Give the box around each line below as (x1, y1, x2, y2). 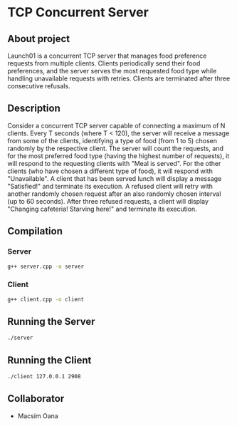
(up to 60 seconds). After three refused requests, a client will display (7, 197, 209, 205)
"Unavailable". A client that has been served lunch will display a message (7, 174, 222, 182)
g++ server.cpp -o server (7, 263, 84, 270)
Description (7, 103, 60, 115)
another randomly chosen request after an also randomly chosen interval (7, 189, 221, 198)
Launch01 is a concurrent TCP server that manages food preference (7, 51, 207, 60)
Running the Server (7, 315, 95, 328)
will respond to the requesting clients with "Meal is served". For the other (7, 159, 221, 167)
